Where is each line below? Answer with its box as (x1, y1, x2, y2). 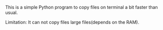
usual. (5, 9, 18, 15)
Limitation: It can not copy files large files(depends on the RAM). (5, 19, 139, 25)
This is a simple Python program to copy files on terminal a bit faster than (5, 4, 158, 10)
